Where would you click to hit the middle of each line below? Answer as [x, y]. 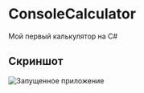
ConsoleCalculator [72, 14]
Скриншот [36, 61]
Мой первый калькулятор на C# [63, 36]
